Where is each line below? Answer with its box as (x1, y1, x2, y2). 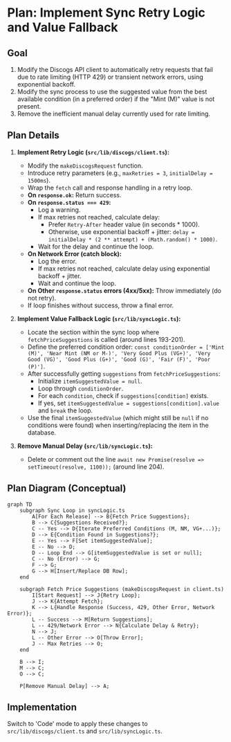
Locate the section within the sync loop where (27, 327, 160, 336)
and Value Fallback (7, 19, 119, 35)
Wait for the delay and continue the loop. (37, 242, 154, 251)
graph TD (7, 500, 33, 508)
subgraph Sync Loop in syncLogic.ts (19, 507, 126, 514)
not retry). (27, 293, 57, 302)
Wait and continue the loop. (37, 279, 116, 287)
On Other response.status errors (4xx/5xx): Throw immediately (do (27, 286, 221, 295)
